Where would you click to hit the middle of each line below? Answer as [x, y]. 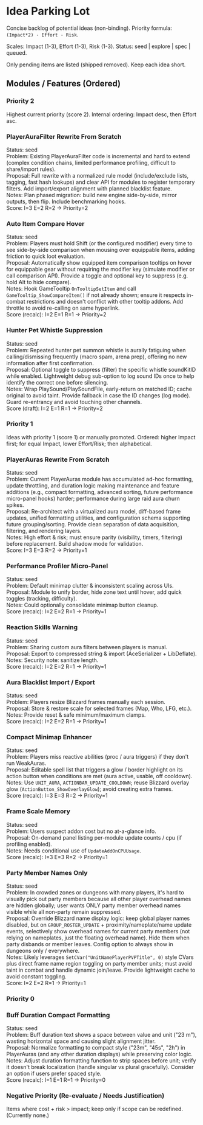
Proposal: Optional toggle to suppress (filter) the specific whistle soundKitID [101, 369]
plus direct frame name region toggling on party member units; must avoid [99, 963]
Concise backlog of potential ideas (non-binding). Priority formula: [89, 28]
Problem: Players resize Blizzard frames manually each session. [86, 702]
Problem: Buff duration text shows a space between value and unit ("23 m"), [101, 1035]
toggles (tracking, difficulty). [42, 599]
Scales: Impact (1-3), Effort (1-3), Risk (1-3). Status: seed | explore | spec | [98, 46]
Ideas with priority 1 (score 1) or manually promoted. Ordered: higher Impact [101, 437]
